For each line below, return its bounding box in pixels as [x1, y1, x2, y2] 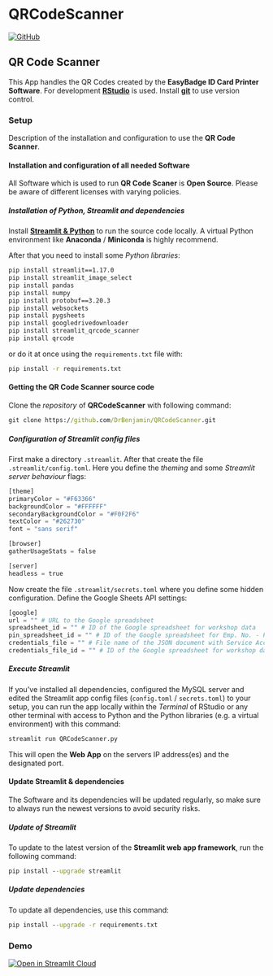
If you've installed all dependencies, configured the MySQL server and [8, 684, 245, 694]
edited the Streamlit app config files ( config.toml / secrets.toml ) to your [8, 693, 251, 703]
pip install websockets [8, 304, 89, 312]
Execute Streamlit [8, 664, 71, 673]
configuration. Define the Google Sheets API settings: [8, 593, 188, 603]
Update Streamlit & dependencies [8, 777, 124, 786]
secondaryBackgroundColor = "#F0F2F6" [8, 510, 140, 518]
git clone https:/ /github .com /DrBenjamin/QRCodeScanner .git [8, 416, 217, 425]
